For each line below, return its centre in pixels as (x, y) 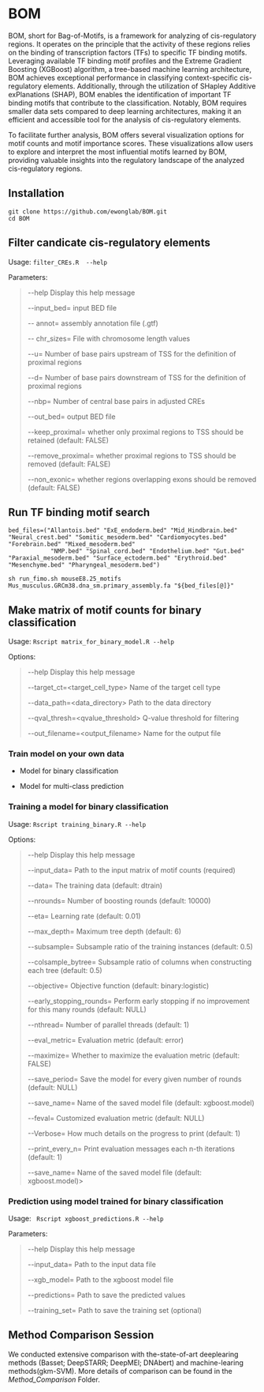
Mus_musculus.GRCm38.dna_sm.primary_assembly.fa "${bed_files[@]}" (121, 586)
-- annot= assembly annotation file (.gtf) (93, 323)
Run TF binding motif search (79, 512)
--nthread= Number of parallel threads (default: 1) (108, 1024)
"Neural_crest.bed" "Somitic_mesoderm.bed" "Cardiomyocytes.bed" (117, 538)
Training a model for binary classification (89, 807)
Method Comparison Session (81, 1335)
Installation (36, 193)
